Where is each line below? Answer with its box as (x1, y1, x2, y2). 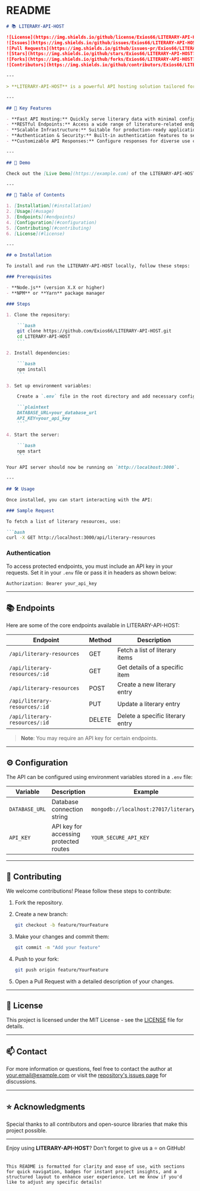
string (51, 813, 68, 821)
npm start (17, 448, 42, 454)
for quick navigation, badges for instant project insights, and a (6, 1169, 177, 1175)
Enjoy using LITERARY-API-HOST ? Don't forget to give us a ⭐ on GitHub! (6, 1144, 186, 1152)
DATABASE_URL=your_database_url (17, 410, 97, 416)
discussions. (6, 1078, 37, 1085)
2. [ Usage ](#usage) (6, 209, 55, 215)
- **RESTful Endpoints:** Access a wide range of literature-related (6, 121, 183, 127)
